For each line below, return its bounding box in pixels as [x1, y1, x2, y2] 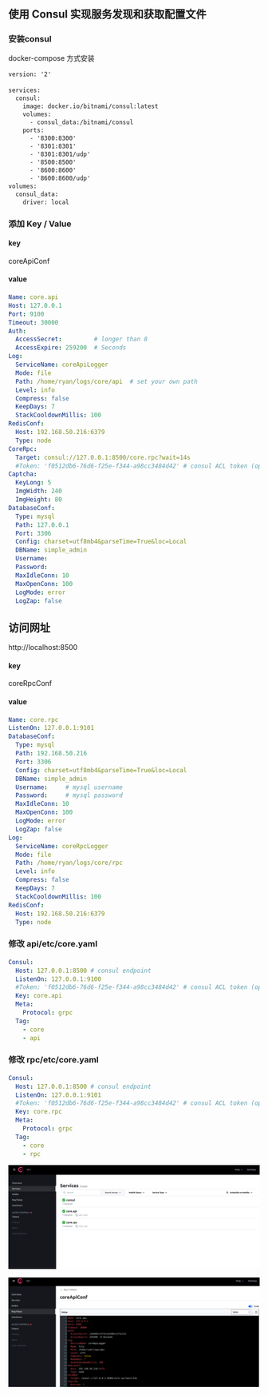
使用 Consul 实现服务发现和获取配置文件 [8, 7, 207, 22]
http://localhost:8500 [8, 643, 78, 652]
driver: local [22, 198, 69, 206]
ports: [22, 126, 45, 134]
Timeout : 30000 [8, 318, 59, 326]
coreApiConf [8, 256, 50, 265]
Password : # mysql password [15, 791, 124, 799]
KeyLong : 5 [15, 479, 52, 487]
